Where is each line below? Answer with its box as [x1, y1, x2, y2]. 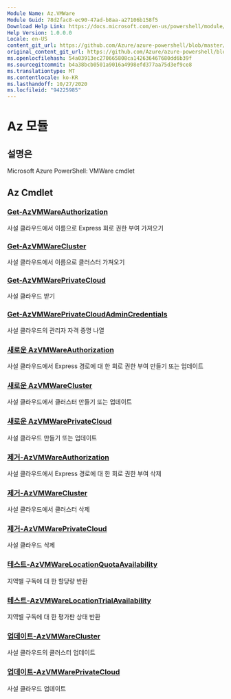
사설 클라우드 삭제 [7, 541, 55, 549]
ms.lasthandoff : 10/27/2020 [7, 80, 88, 87]
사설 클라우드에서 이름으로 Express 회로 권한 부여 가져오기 [7, 224, 164, 232]
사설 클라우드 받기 [7, 292, 55, 300]
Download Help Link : [7, 23, 67, 30]
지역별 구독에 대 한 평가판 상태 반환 [7, 613, 101, 621]
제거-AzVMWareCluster [7, 488, 88, 497]
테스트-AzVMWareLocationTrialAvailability [7, 596, 151, 605]
